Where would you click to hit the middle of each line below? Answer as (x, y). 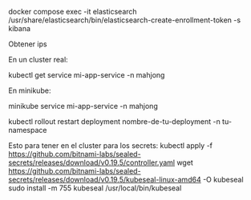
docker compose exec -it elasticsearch (73, 12)
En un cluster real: (38, 60)
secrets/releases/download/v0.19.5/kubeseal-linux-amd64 (105, 180)
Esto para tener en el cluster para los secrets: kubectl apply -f (110, 146)
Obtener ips (28, 44)
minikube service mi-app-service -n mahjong (83, 106)
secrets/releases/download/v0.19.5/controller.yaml (91, 162)
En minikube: (30, 90)
